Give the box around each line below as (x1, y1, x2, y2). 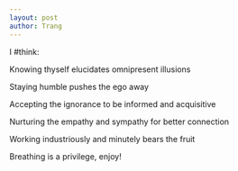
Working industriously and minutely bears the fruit (9, 133, 196, 144)
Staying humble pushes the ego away (9, 81, 150, 92)
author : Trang (9, 22, 63, 31)
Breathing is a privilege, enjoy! (9, 150, 122, 162)
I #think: (9, 46, 40, 57)
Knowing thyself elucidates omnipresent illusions (9, 64, 191, 75)
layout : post (9, 13, 59, 22)
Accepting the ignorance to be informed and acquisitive (9, 98, 216, 109)
